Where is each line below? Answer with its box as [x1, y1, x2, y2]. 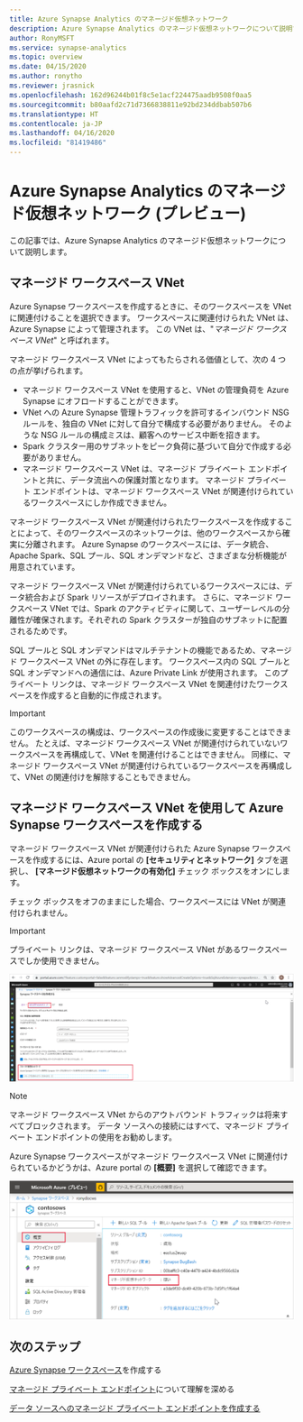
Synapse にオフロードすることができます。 [22, 395, 183, 406]
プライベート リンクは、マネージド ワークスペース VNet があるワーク [9, 943, 264, 955]
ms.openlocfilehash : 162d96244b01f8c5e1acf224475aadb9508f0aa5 [9, 90, 252, 99]
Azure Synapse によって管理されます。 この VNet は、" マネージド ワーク [9, 323, 280, 334]
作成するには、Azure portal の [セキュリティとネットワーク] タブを [32, 854, 280, 865]
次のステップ [9, 1339, 81, 1354]
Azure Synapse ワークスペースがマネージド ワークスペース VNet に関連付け [9, 1151, 289, 1162]
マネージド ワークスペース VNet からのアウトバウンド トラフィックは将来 [9, 1109, 281, 1120]
